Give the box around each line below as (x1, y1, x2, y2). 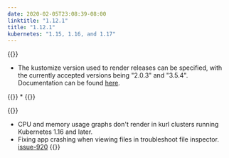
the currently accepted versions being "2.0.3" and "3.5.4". (17, 71, 188, 80)
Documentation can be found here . (17, 79, 121, 88)
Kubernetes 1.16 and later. (17, 127, 93, 136)
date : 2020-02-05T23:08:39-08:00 (7, 10, 107, 18)
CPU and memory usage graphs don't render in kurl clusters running (17, 120, 219, 129)
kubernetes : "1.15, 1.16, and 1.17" (7, 30, 116, 38)
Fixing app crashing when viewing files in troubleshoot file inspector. (17, 135, 219, 144)
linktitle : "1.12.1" (7, 17, 69, 24)
